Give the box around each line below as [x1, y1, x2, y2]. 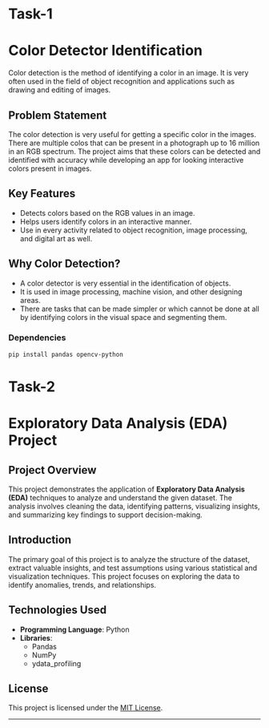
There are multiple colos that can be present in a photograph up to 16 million [8, 138, 260, 148]
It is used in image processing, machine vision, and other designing [19, 286, 243, 297]
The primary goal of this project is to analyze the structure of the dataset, [8, 554, 251, 564]
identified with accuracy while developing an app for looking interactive [8, 155, 244, 164]
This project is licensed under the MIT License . [8, 703, 163, 713]
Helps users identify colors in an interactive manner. [19, 216, 192, 226]
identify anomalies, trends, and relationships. [8, 580, 157, 589]
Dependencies [8, 332, 66, 343]
